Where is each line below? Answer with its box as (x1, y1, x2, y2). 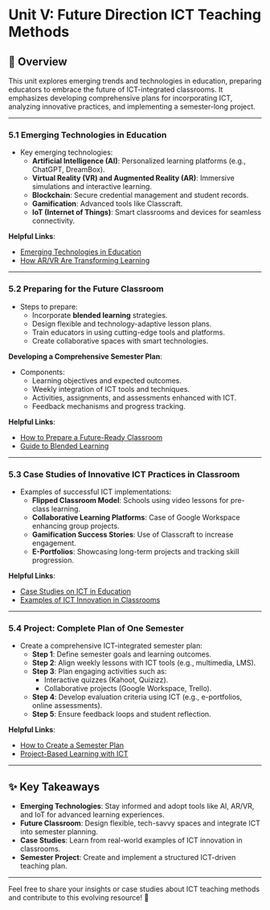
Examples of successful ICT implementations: (19, 487, 172, 496)
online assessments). (31, 701, 103, 710)
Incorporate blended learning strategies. (31, 310, 168, 319)
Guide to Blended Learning (19, 441, 109, 451)
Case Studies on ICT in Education (19, 586, 131, 596)
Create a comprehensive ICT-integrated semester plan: (19, 641, 203, 651)
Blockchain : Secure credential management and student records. (31, 191, 249, 200)
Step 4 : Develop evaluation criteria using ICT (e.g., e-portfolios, (31, 692, 243, 702)
